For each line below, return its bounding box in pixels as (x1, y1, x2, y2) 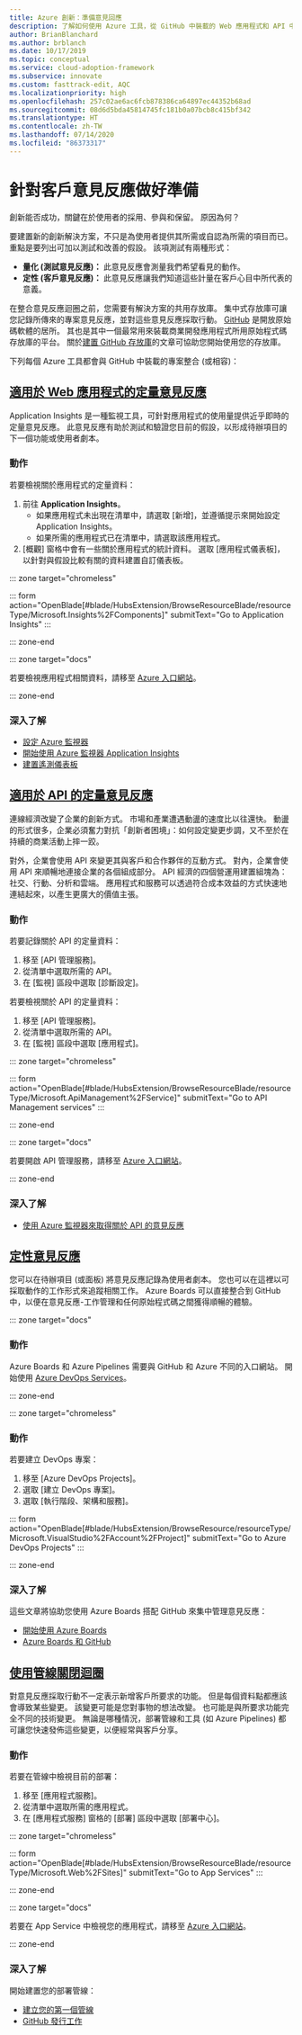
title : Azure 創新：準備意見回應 (9, 13, 123, 22)
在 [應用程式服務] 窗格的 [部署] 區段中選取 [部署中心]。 (22, 1813, 225, 1824)
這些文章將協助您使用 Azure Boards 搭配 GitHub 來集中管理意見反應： (9, 1606, 268, 1617)
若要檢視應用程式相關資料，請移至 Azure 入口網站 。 (9, 672, 201, 683)
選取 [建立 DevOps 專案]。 (22, 1484, 120, 1494)
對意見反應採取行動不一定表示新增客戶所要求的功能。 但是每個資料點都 (9, 1690, 271, 1701)
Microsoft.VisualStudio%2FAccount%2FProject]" (9, 1532, 191, 1543)
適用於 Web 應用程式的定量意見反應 (9, 384, 207, 400)
